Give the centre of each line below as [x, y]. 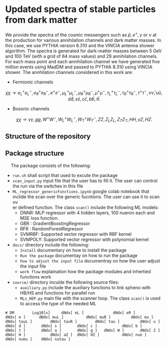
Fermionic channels [33, 82]
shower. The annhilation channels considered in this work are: [69, 72]
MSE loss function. [39, 218]
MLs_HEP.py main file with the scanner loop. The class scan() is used [90, 298]
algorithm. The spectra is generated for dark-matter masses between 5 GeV [83, 51]
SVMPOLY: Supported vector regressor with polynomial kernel [84, 239]
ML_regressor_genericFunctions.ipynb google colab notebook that [81, 191]
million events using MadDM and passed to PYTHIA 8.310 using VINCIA [79, 67]
